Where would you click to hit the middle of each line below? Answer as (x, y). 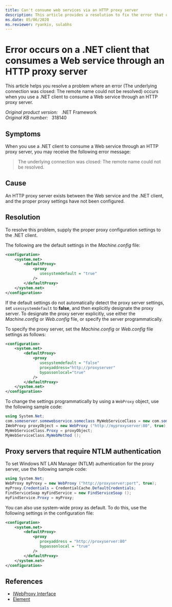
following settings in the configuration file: (50, 513)
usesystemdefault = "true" (68, 274)
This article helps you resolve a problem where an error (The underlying (81, 86)
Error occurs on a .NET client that (77, 50)
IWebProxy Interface (34, 594)
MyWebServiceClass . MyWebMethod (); (43, 435)
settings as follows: (26, 334)
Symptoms (23, 134)
